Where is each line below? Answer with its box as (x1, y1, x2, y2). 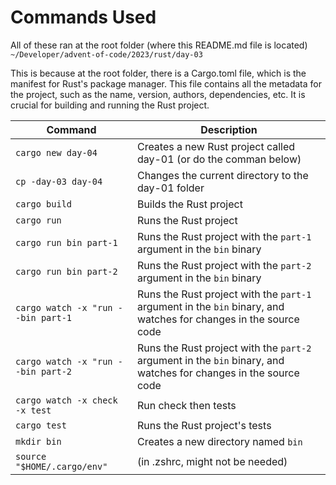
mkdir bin (15, 436, 62, 447)
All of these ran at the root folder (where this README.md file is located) (10, 39, 308, 51)
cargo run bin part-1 (15, 237, 118, 248)
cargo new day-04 (15, 147, 98, 158)
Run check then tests (136, 398, 237, 412)
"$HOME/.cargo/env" (15, 461, 108, 472)
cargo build (15, 198, 73, 210)
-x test (15, 404, 52, 416)
